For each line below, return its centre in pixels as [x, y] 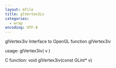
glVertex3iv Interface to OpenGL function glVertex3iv [58, 41]
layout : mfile [19, 9]
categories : [17, 18]
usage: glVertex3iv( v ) [28, 51]
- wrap [16, 23]
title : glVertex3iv [25, 14]
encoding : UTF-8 [21, 28]
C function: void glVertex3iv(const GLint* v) [49, 60]
